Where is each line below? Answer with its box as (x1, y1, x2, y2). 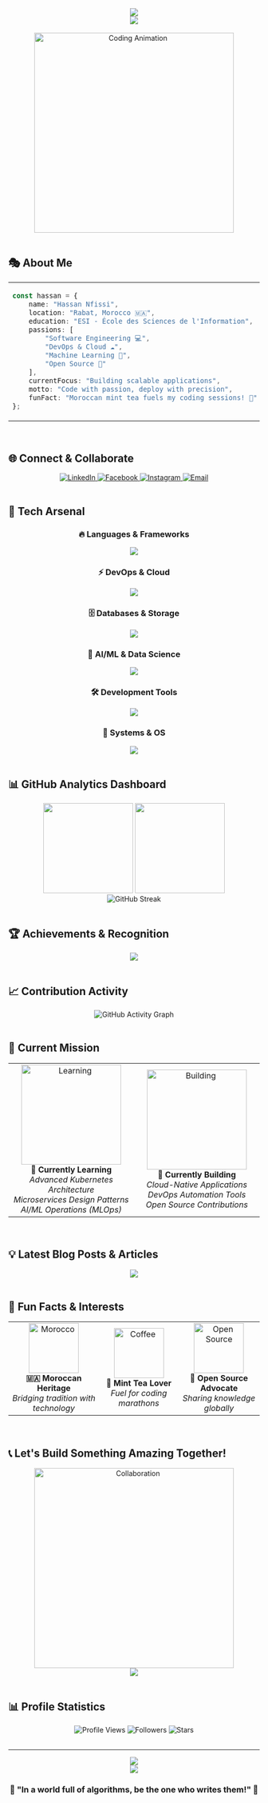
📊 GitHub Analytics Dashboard (8, 778, 167, 791)
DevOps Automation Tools (147, 1189, 246, 1200)
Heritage (37, 1383, 71, 1394)
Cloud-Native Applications (146, 1179, 247, 1190)
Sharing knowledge (182, 1393, 256, 1404)
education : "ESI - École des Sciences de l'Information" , (28, 316, 254, 326)
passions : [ (28, 325, 74, 334)
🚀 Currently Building (157, 1169, 237, 1180)
